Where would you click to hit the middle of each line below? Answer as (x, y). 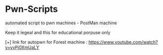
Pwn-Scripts (31, 9)
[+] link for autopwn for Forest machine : (46, 42)
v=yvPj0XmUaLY (22, 47)
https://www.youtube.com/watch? (123, 42)
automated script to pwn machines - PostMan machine (61, 23)
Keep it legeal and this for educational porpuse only (58, 32)
